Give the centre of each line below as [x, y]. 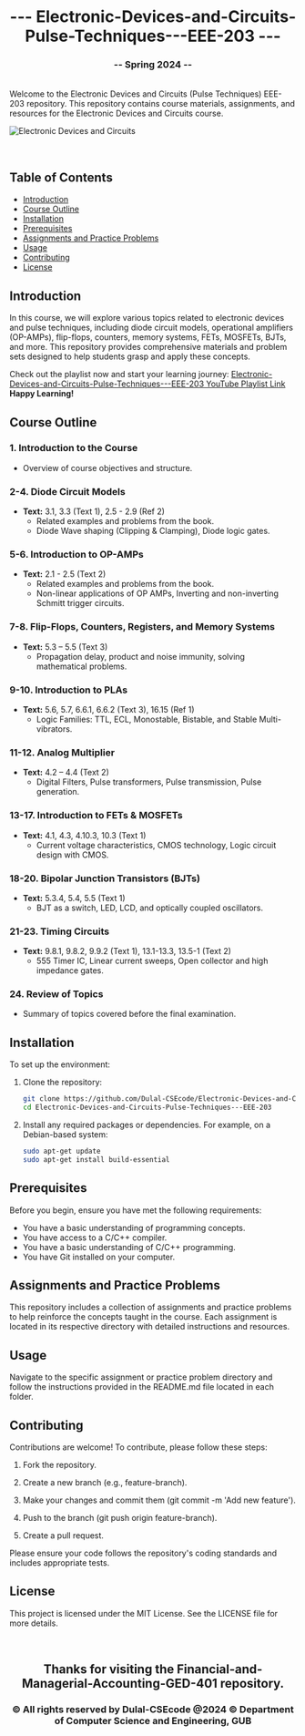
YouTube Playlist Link [246, 384]
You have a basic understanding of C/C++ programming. [129, 1247]
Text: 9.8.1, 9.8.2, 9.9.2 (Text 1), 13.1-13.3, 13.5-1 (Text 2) [127, 951]
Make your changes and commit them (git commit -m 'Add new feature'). [159, 1500]
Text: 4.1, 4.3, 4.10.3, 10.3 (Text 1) [84, 835]
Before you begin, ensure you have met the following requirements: [136, 1210]
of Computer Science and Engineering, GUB [153, 1721]
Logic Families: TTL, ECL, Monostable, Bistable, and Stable [147, 719]
